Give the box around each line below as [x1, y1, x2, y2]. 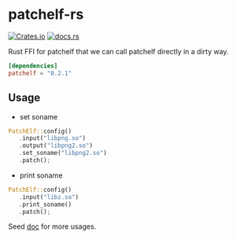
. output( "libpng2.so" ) [18, 142, 93, 150]
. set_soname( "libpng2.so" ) [18, 149, 108, 157]
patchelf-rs [8, 6, 84, 24]
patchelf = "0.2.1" [8, 69, 72, 77]
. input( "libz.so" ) [18, 193, 79, 201]
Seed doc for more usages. [8, 222, 97, 231]
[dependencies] [8, 61, 58, 70]
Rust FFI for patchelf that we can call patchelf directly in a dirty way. [8, 46, 230, 56]
